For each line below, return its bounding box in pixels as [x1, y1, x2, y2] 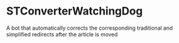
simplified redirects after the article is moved [6, 30, 118, 38]
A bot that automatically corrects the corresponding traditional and [6, 24, 173, 31]
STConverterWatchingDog [6, 4, 143, 18]
